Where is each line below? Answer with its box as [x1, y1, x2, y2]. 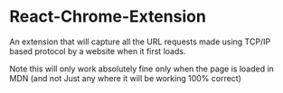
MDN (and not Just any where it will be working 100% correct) [9, 72, 242, 83]
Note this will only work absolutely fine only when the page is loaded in [9, 63, 274, 74]
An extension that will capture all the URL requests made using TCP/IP [9, 36, 271, 47]
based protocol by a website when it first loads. [9, 45, 186, 56]
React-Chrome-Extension [9, 6, 206, 27]
